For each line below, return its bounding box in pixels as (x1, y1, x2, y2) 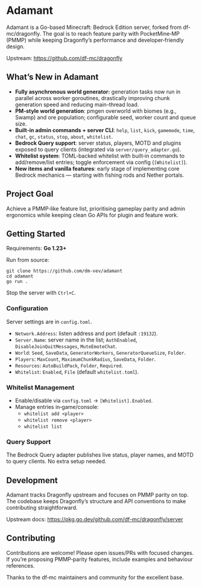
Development (6, 475, 58, 486)
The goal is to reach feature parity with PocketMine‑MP (42, 30, 180, 37)
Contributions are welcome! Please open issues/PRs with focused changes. (6, 549, 194, 556)
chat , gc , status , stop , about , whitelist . (14, 133, 113, 140)
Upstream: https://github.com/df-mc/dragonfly (6, 54, 122, 62)
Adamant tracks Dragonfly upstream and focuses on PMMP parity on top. (6, 491, 189, 498)
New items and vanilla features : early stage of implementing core (14, 165, 180, 172)
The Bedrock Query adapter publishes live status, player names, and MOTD (6, 451, 194, 458)
